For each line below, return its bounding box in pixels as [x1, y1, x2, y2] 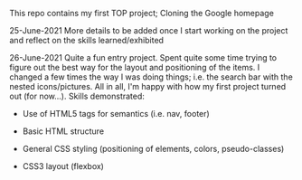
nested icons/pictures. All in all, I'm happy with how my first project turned [9, 81, 287, 91]
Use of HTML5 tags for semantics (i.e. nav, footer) [22, 109, 210, 118]
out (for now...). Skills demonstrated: [9, 90, 145, 101]
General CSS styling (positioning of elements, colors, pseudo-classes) [22, 144, 285, 154]
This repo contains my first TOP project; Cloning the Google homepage [9, 8, 274, 18]
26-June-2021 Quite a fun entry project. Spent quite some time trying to [9, 52, 278, 62]
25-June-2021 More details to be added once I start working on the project [9, 25, 288, 35]
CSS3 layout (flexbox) [22, 161, 104, 171]
